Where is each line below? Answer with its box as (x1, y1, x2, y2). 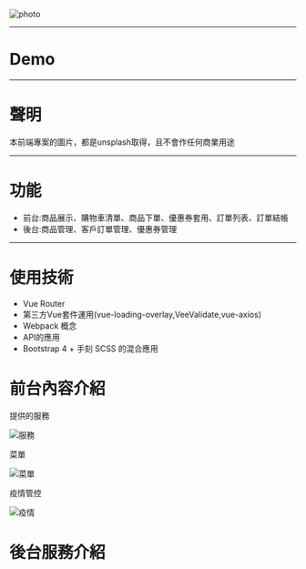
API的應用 (22, 331, 61, 342)
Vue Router (22, 298, 66, 309)
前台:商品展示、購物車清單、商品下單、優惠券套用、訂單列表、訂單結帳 (22, 212, 289, 223)
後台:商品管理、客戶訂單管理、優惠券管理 (22, 223, 178, 234)
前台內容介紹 (9, 378, 107, 399)
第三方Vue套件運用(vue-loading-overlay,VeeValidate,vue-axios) (22, 309, 262, 320)
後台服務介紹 (9, 542, 107, 563)
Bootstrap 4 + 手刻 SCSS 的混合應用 (22, 342, 159, 354)
